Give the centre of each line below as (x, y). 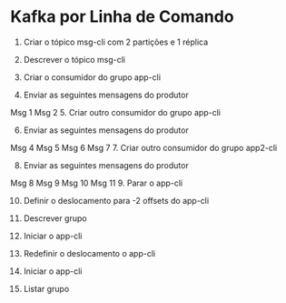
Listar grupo (46, 288)
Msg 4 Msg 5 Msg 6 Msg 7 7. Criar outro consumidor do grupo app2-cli (144, 147)
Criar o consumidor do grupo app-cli (92, 77)
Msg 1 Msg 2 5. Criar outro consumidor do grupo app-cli (116, 112)
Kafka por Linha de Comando (122, 17)
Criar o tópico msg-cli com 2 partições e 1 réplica (116, 42)
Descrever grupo (55, 218)
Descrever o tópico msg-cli (74, 59)
